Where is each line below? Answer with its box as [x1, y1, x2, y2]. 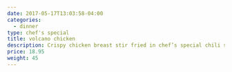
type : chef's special [7, 29, 70, 36]
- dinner [13, 23, 39, 29]
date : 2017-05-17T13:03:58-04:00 [7, 10, 104, 17]
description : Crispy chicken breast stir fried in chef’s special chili [7, 42, 221, 49]
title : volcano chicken [7, 36, 76, 43]
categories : [7, 16, 41, 23]
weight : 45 [7, 55, 39, 62]
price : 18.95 [7, 49, 45, 56]
